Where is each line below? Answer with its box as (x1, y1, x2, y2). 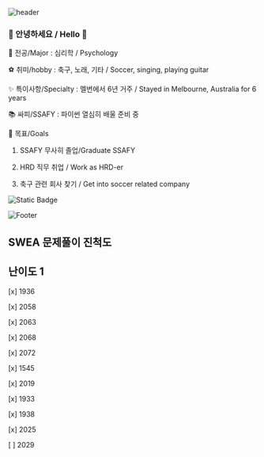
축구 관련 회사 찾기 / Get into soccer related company (19, 179, 190, 189)
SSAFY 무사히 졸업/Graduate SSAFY (19, 146, 136, 155)
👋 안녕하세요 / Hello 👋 (8, 29, 88, 40)
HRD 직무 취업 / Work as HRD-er (19, 162, 124, 172)
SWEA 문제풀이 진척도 (8, 235, 112, 249)
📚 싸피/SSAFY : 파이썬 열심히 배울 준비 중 (8, 109, 140, 119)
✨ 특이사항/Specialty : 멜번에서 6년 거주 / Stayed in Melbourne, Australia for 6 (8, 84, 257, 94)
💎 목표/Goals (8, 129, 49, 139)
